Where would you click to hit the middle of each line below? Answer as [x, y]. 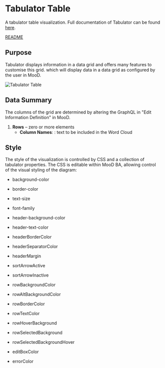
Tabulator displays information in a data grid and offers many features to [78, 64]
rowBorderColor [29, 304]
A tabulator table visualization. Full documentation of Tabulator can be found [83, 22]
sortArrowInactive [31, 275]
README [14, 37]
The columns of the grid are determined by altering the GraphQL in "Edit [78, 112]
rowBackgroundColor [34, 285]
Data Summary [29, 100]
